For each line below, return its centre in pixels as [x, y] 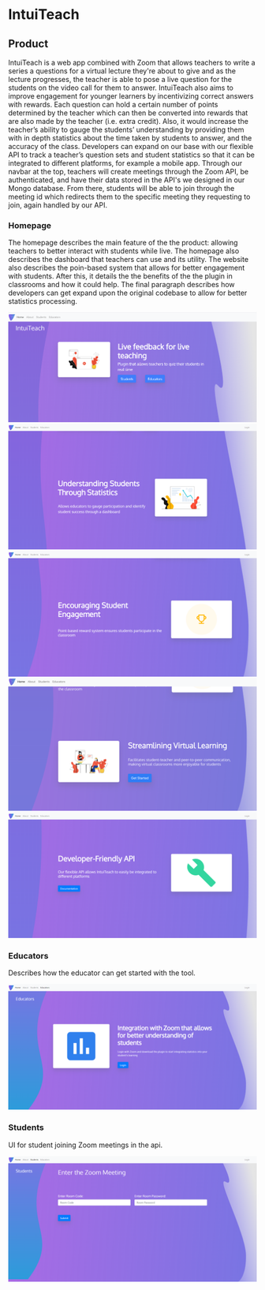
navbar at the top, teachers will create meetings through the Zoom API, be [129, 172]
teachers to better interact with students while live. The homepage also [124, 251]
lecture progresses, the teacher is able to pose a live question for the [120, 79]
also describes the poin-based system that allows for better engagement [127, 268]
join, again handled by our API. [58, 205]
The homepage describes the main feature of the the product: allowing [123, 243]
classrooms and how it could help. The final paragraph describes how [121, 285]
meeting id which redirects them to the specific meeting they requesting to [129, 196]
